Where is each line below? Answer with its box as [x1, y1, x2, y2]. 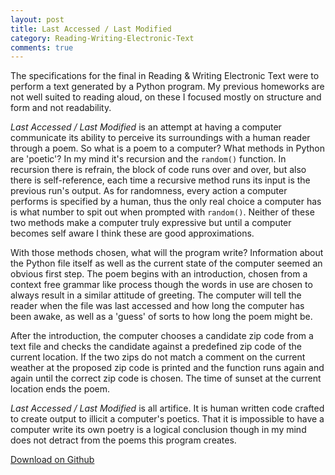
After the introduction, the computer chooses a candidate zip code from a [10, 330, 314, 342]
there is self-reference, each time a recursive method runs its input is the [10, 174, 311, 186]
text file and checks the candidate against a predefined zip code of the [10, 341, 302, 353]
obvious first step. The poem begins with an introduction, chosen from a [10, 268, 308, 280]
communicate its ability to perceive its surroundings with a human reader [10, 132, 311, 144]
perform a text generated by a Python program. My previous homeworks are [10, 81, 325, 93]
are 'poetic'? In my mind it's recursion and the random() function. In [10, 153, 287, 165]
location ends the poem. [10, 383, 111, 395]
